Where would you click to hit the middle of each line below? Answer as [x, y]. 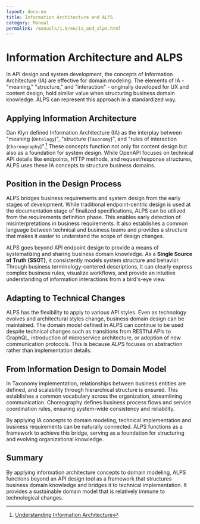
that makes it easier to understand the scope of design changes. [85, 236]
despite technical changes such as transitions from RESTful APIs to [89, 332]
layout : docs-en [26, 12]
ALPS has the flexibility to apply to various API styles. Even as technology [96, 313]
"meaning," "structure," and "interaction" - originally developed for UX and [98, 87]
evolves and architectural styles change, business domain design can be [95, 319]
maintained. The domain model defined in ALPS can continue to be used [95, 325]
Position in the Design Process [64, 184]
